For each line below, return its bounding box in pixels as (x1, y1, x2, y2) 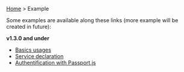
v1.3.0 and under (6, 35, 49, 41)
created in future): (6, 23, 51, 30)
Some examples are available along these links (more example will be (6, 17, 179, 23)
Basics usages (14, 46, 51, 53)
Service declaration (14, 53, 64, 59)
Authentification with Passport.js (14, 59, 97, 66)
